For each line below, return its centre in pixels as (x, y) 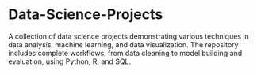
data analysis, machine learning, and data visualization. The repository (123, 44)
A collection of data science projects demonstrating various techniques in (129, 36)
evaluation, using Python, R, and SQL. (70, 61)
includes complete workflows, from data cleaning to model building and (125, 53)
